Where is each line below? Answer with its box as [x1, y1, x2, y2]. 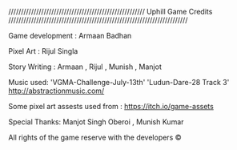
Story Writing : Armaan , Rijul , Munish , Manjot [8, 62, 162, 71]
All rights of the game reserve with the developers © [8, 132, 182, 142]
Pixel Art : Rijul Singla [8, 47, 78, 55]
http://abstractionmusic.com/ [8, 86, 105, 95]
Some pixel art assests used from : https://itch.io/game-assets [8, 102, 214, 111]
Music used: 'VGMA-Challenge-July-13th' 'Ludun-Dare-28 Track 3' [8, 78, 230, 87]
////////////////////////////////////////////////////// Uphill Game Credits [8, 7, 213, 16]
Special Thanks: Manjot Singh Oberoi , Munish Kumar [8, 117, 184, 127]
